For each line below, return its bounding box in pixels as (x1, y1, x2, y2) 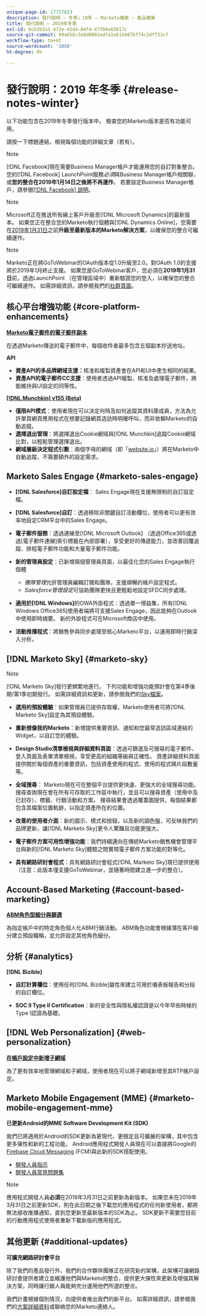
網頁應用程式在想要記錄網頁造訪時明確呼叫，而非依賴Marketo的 (31, 415, 193, 422)
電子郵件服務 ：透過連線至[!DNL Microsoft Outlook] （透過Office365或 (15, 529, 192, 537)
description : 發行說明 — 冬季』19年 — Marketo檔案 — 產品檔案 (6, 15, 156, 21)
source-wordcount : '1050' (6, 44, 72, 50)
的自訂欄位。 (15, 988, 48, 995)
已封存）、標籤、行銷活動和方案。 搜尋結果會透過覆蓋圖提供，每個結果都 (15, 796, 197, 804)
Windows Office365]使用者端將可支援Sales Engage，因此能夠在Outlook (15, 607, 197, 615)
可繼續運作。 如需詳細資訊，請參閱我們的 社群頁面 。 (6, 282, 137, 289)
